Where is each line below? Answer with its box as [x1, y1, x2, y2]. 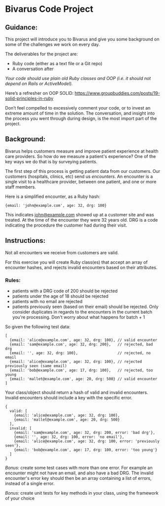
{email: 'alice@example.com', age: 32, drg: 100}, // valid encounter [9, 337, 158, 343]
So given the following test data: [5, 323, 70, 329]
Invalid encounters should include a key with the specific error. [5, 394, 132, 400]
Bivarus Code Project [5, 3, 94, 15]
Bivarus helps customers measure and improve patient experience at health [5, 148, 159, 154]
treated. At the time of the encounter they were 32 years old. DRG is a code [5, 217, 158, 223]
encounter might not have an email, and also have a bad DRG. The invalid [5, 470, 154, 476]
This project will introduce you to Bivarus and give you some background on [5, 36, 160, 42]
